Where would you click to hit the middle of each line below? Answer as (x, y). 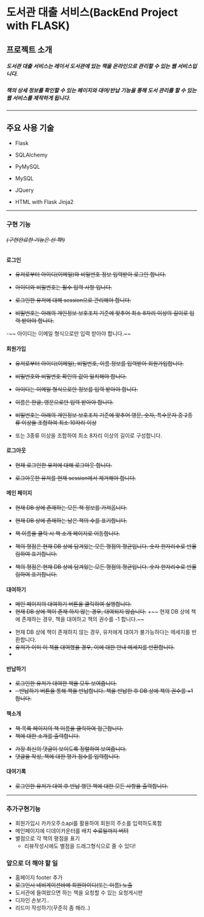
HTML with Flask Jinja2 (44, 201)
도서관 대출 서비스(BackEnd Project (92, 12)
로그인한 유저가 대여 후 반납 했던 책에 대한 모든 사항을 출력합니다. (91, 786)
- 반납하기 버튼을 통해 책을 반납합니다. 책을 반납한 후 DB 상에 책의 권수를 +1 (104, 691)
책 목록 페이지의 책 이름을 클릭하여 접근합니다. (69, 728)
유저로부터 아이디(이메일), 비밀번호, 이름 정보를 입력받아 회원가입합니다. (100, 363)
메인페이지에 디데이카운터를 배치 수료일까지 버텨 (72, 831)
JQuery (25, 190)
